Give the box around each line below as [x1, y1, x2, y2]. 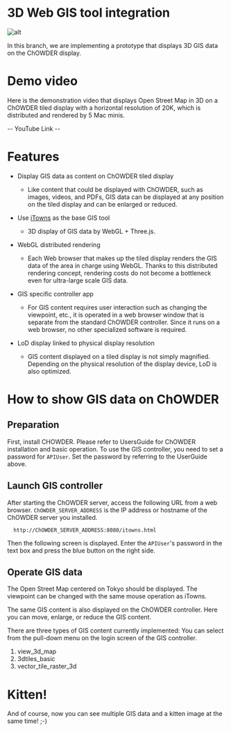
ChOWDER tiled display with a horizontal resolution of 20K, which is [7, 103, 201, 112]
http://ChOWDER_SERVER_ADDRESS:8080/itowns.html [13, 527, 157, 534]
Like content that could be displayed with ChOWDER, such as [27, 185, 203, 193]
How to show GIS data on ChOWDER [7, 392, 220, 407]
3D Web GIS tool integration [7, 5, 171, 21]
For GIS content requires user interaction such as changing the [27, 303, 207, 311]
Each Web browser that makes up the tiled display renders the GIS [27, 254, 217, 262]
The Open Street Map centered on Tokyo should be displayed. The [7, 584, 198, 593]
